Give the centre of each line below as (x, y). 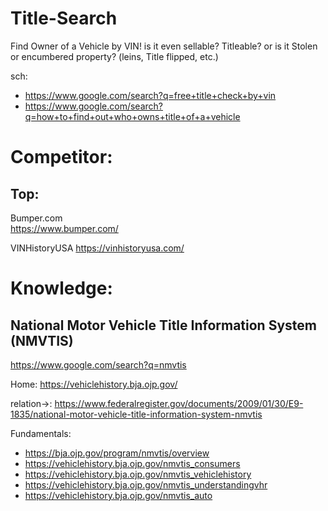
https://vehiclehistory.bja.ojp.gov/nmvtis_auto (118, 495)
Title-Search (64, 18)
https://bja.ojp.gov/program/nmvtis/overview (117, 453)
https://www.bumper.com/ (64, 228)
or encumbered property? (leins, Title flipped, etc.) (114, 56)
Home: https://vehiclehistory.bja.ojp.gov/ (94, 384)
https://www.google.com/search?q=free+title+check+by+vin (150, 95)
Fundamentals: (41, 433)
